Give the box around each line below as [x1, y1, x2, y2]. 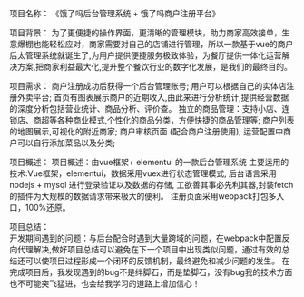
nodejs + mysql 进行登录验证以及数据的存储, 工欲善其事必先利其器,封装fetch [9, 180, 294, 190]
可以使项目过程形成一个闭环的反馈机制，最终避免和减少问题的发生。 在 [25, 255, 290, 266]
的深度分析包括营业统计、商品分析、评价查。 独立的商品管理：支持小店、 [9, 104, 282, 114]
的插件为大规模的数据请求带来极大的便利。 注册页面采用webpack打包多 [9, 191, 277, 202]
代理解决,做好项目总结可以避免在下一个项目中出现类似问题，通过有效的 [16, 244, 283, 254]
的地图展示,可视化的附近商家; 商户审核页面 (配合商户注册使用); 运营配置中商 [9, 126, 292, 136]
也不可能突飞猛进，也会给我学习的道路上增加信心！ [9, 278, 201, 289]
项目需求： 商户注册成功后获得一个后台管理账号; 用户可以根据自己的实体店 [9, 81, 288, 91]
